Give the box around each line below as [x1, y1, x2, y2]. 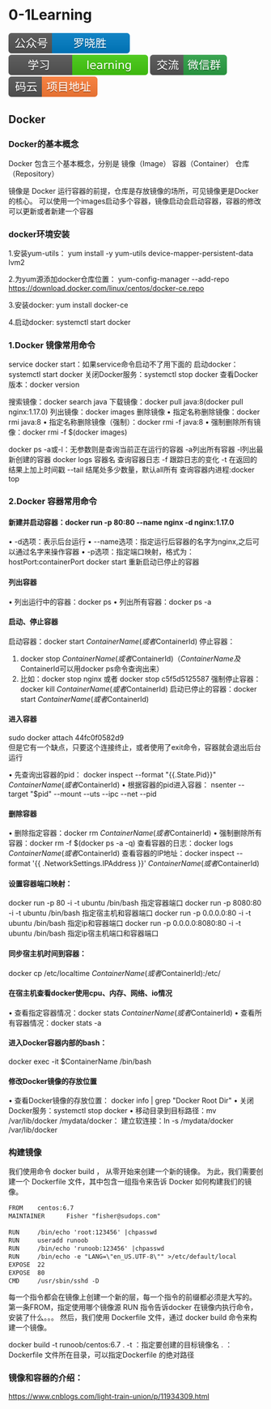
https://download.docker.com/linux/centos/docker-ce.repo [8, 283, 205, 293]
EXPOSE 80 [8, 1269, 45, 1278]
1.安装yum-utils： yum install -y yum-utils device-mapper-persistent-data [8, 248, 253, 258]
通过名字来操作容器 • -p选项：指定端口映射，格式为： [15, 547, 194, 557]
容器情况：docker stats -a [15, 1017, 102, 1027]
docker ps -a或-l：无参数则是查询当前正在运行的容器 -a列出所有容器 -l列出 [8, 444, 256, 455]
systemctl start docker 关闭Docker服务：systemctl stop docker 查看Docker [8, 370, 259, 379]
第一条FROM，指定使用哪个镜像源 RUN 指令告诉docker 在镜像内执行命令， [8, 1303, 258, 1313]
